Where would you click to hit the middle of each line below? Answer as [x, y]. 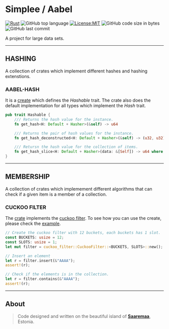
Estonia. [26, 321]
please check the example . [33, 224]
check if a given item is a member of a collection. [56, 194]
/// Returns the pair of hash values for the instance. [74, 133]
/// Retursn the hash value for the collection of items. [76, 147]
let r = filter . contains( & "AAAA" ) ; [43, 279]
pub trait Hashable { [28, 115]
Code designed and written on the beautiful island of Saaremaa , [84, 316]
